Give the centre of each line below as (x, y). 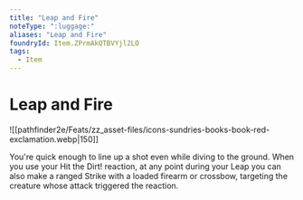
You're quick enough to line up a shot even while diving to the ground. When (152, 157)
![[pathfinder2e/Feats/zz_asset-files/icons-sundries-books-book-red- (140, 129)
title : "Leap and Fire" (54, 18)
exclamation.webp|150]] (54, 139)
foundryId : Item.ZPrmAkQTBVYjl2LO (75, 43)
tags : (19, 52)
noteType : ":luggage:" (52, 26)
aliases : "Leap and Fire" (58, 34)
